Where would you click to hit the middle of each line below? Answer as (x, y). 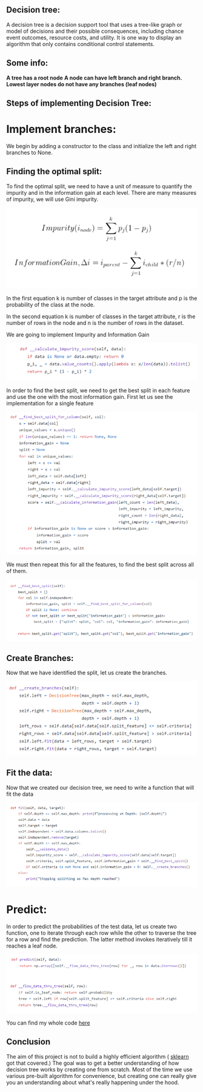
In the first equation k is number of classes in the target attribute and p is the (102, 298)
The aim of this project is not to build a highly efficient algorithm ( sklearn (98, 1056)
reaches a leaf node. (32, 946)
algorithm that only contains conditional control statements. (80, 44)
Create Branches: (40, 658)
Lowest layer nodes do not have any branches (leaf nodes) (82, 84)
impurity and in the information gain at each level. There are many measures (101, 192)
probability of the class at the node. (51, 304)
